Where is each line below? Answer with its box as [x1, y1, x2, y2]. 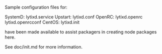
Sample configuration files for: [5, 4, 67, 10]
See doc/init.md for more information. [5, 44, 83, 49]
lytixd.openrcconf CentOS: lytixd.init [5, 19, 80, 25]
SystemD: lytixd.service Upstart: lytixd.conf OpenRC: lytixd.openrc [5, 14, 143, 19]
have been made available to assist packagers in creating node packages [5, 29, 157, 34]
